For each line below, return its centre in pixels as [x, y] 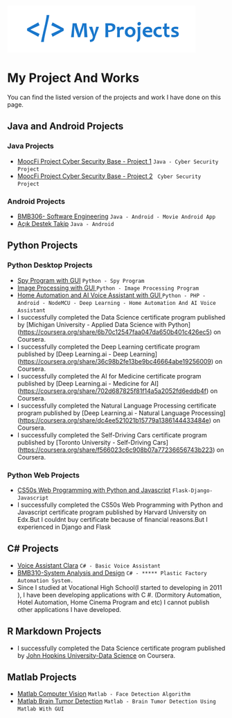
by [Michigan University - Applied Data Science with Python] [104, 324]
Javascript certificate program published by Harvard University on [111, 512]
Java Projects [30, 146]
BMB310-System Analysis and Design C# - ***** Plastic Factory [112, 572]
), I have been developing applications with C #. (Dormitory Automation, [119, 595]
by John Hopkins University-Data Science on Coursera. [96, 655]
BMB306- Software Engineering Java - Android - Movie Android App [116, 216]
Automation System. [45, 581]
